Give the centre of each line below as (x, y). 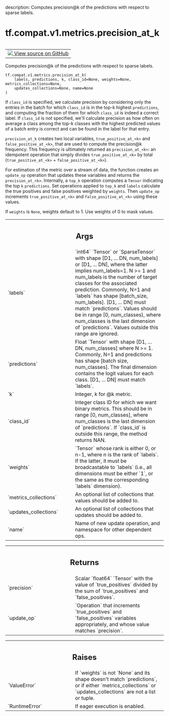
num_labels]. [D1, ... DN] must (111, 302)
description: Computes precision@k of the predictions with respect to (77, 7)
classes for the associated (106, 283)
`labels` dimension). (98, 486)
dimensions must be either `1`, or (114, 474)
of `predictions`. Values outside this (117, 328)
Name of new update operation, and (117, 524)
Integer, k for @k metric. (104, 394)
